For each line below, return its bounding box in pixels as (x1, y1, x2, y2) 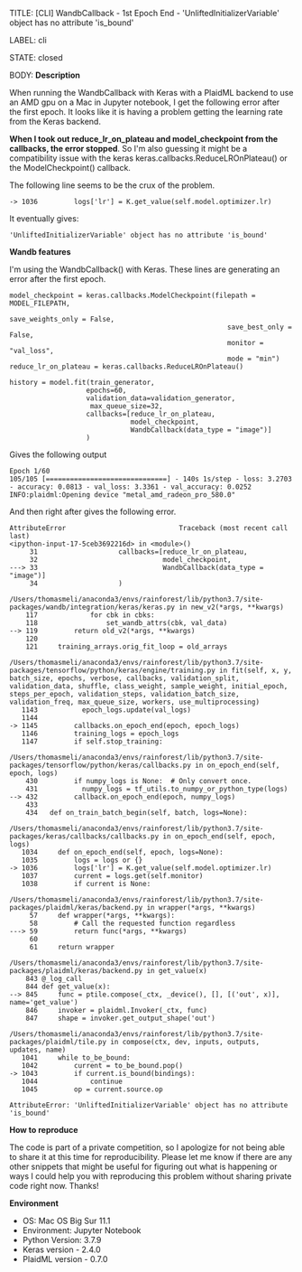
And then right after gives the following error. (9, 506, 177, 517)
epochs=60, (86, 386, 127, 395)
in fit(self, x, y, (219, 666, 293, 675)
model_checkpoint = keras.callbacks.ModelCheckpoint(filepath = (9, 291, 256, 300)
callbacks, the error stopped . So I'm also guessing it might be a (9, 144, 248, 154)
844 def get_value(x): (25, 982, 111, 991)
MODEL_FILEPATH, (9, 299, 70, 308)
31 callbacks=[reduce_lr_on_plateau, (29, 547, 248, 556)
